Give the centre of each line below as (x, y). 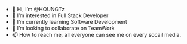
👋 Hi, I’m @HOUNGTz (38, 9)
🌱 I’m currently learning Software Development (69, 22)
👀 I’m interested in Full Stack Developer (60, 15)
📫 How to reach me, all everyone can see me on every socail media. (96, 35)
